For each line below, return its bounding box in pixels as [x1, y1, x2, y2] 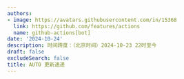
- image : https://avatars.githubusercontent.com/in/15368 [7, 16, 177, 23]
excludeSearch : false [7, 55, 70, 62]
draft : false [7, 49, 45, 56]
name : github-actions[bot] [13, 29, 91, 36]
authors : [7, 10, 32, 17]
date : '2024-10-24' [7, 36, 63, 43]
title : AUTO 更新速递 [7, 61, 65, 68]
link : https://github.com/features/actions [13, 23, 140, 30]
